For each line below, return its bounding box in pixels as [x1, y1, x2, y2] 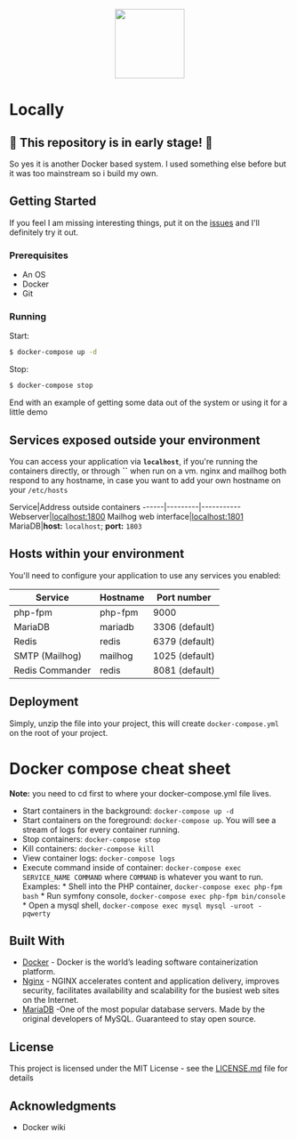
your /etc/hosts [9, 484, 68, 495]
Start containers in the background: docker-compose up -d [21, 805, 234, 816]
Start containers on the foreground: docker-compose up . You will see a [21, 814, 277, 825]
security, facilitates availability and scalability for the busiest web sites [21, 985, 280, 996]
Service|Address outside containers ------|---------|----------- [9, 501, 242, 512]
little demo [9, 407, 48, 417]
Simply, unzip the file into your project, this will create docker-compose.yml [9, 717, 279, 729]
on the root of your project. [9, 727, 108, 738]
